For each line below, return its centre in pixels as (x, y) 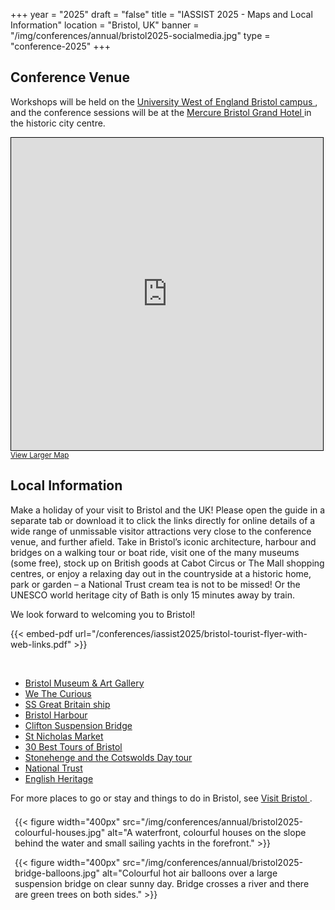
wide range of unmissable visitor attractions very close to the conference (161, 531)
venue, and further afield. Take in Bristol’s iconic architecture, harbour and (163, 541)
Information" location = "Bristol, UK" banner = (105, 25)
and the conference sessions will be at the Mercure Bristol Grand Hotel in (161, 112)
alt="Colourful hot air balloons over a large (189, 873)
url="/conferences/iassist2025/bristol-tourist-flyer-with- (191, 633)
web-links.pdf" (41, 644)
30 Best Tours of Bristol (73, 746)
